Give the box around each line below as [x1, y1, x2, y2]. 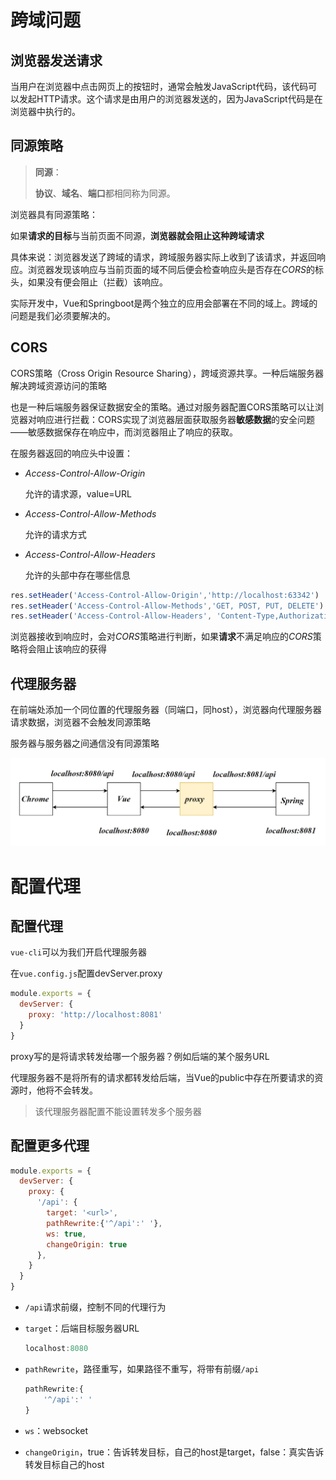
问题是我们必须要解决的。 [10, 309, 116, 321]
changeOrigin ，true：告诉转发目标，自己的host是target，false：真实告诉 [24, 1446, 325, 1458]
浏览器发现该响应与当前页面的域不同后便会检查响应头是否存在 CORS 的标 [27, 263, 324, 275]
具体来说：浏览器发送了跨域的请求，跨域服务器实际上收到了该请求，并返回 [10, 251, 317, 263]
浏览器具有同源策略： [10, 208, 98, 220]
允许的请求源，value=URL [24, 487, 132, 500]
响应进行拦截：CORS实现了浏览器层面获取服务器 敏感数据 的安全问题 [36, 413, 315, 425]
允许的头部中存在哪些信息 [24, 569, 131, 581]
